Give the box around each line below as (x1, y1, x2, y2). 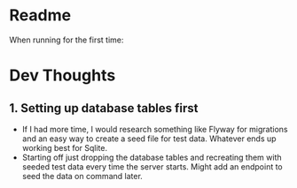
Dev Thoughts (9, 65, 116, 86)
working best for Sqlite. (21, 142, 108, 153)
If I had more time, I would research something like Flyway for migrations (21, 124, 288, 134)
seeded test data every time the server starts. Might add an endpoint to (21, 161, 284, 172)
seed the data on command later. (21, 170, 144, 181)
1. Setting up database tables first (9, 101, 199, 116)
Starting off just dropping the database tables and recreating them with (21, 152, 282, 162)
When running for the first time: (9, 34, 124, 45)
